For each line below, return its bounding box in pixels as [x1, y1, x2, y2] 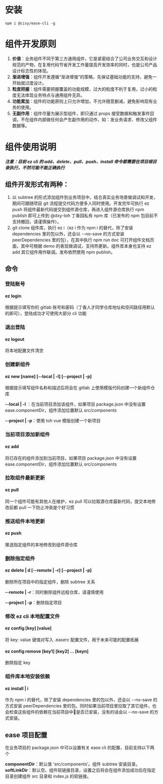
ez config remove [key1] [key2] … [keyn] [5, 648, 89, 654]
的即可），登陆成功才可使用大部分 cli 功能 [5, 311, 87, 316]
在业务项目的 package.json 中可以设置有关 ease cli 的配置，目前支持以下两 [5, 745, 155, 751]
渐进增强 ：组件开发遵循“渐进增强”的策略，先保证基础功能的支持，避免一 [12, 74, 157, 79]
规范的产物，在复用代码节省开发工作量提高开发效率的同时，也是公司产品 [12, 61, 157, 67]
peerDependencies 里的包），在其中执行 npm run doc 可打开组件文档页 [12, 237, 154, 243]
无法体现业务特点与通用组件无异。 [16, 92, 85, 98]
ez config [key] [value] [5, 625, 52, 631]
